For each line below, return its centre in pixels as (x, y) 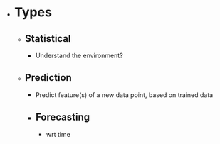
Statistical (48, 39)
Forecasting (63, 117)
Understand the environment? (79, 55)
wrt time (58, 134)
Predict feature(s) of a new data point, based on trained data (124, 95)
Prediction (48, 78)
